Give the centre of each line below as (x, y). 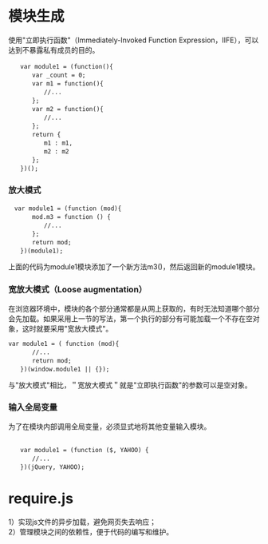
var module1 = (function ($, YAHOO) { (84, 450)
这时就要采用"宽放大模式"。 (67, 328)
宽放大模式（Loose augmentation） (78, 290)
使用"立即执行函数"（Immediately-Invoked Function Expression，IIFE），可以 (134, 40)
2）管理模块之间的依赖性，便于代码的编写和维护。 (91, 531)
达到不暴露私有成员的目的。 (54, 50)
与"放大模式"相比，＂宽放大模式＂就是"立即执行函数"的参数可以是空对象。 (130, 385)
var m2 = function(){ (67, 109)
